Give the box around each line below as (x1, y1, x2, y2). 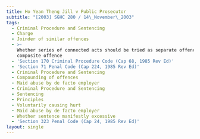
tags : (6, 20, 20, 25)
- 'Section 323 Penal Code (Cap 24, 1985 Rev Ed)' (11, 119, 140, 125)
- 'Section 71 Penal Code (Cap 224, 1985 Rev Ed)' (11, 63, 140, 70)
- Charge (11, 31, 33, 37)
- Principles (11, 96, 44, 102)
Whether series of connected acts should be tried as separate (17, 47, 177, 53)
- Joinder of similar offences (11, 36, 89, 42)
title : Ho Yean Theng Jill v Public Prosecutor (6, 8, 127, 15)
